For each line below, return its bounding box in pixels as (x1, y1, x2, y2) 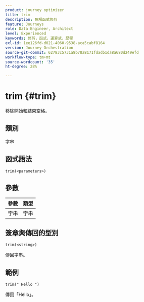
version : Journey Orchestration (5, 45, 73, 50)
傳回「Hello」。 (5, 291, 36, 297)
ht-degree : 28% (5, 64, 37, 69)
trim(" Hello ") (5, 282, 39, 287)
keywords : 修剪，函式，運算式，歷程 (5, 36, 73, 41)
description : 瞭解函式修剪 (5, 17, 58, 22)
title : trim (5, 12, 30, 17)
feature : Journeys (5, 21, 44, 27)
